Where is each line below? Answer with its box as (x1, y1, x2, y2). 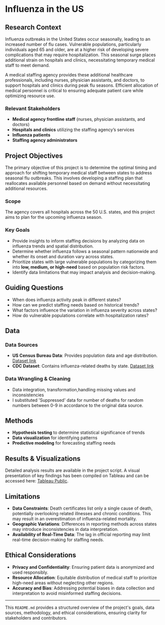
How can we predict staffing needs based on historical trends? (12, 302, 139, 308)
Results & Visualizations (5, 454, 81, 463)
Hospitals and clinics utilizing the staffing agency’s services (12, 127, 135, 133)
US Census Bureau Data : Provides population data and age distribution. (12, 352, 158, 358)
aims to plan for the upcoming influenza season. (5, 214, 103, 220)
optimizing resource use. (5, 93, 55, 99)
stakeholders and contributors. (5, 615, 67, 621)
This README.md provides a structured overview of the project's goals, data (5, 604, 155, 610)
